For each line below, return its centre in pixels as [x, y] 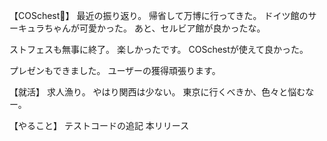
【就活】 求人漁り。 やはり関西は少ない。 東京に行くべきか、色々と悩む [157, 92]
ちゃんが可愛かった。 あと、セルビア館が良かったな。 [154, 28]
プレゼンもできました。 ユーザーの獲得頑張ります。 [115, 70]
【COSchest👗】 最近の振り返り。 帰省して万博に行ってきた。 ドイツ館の [159, 15]
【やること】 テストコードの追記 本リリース [99, 125]
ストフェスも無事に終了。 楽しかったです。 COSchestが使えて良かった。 [159, 49]
